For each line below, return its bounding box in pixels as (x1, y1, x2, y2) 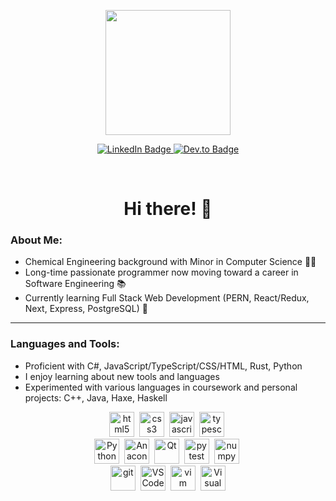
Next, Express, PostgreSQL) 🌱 (24, 303, 148, 315)
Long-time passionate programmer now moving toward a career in (24, 266, 299, 279)
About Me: (10, 233, 63, 247)
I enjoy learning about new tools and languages (24, 370, 220, 382)
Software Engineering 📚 (24, 278, 127, 290)
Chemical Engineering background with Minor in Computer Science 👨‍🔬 (24, 256, 317, 268)
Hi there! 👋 (123, 198, 213, 220)
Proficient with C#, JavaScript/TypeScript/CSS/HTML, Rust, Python (24, 360, 303, 372)
